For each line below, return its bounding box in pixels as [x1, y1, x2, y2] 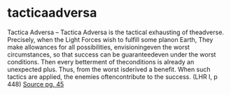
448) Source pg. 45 [7, 80, 64, 88]
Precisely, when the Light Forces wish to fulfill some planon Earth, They [7, 35, 213, 43]
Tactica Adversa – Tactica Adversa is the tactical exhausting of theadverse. [7, 28, 224, 36]
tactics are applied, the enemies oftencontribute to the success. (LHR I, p [7, 72, 218, 81]
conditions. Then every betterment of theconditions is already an [7, 57, 195, 66]
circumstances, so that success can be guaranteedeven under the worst [7, 50, 216, 59]
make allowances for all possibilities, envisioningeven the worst [7, 43, 190, 51]
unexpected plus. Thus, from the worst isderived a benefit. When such [7, 65, 211, 73]
